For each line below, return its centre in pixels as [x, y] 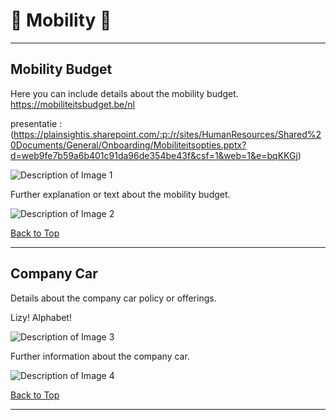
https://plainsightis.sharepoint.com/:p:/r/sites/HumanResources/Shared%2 [167, 134]
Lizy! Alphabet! [41, 317]
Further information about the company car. [100, 356]
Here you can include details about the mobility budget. [124, 93]
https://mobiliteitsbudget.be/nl [72, 104]
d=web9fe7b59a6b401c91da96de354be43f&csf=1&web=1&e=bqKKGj [154, 155]
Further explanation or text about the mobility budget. [120, 194]
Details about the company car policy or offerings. [113, 298]
